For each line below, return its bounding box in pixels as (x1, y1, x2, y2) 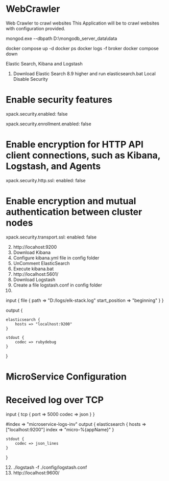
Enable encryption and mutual (6, 195, 136, 207)
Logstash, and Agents (6, 161, 101, 172)
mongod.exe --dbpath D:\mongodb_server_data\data (6, 35, 117, 41)
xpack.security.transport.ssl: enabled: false (6, 234, 97, 240)
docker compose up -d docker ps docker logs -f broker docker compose (6, 45, 159, 51)
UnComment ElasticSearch (13, 260, 70, 266)
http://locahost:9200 (13, 244, 57, 250)
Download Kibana (13, 249, 51, 255)
